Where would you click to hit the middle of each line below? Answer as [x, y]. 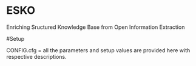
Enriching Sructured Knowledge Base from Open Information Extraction [96, 27]
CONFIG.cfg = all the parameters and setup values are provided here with [98, 50]
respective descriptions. [36, 56]
